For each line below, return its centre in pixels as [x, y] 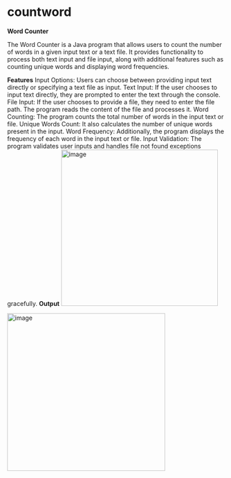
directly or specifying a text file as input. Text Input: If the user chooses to [112, 87]
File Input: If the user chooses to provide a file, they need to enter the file [111, 102]
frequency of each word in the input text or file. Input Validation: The [104, 138]
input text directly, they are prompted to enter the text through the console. [114, 95]
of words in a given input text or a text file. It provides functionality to [105, 52]
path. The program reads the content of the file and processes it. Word [108, 109]
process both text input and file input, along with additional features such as [115, 59]
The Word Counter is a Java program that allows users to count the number [115, 44]
